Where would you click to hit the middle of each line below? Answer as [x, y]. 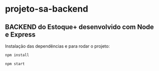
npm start [15, 64]
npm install [17, 55]
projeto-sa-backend [47, 9]
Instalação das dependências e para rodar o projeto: [58, 46]
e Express [20, 34]
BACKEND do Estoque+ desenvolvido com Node [79, 27]
